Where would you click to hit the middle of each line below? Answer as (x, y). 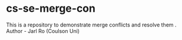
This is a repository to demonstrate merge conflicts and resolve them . (91, 25)
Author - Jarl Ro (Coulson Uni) (43, 31)
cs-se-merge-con (51, 9)
